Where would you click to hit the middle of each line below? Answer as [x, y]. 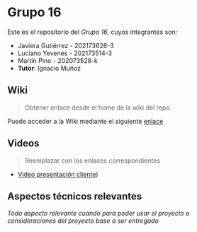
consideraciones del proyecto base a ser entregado [83, 221]
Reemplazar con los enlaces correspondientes [92, 161]
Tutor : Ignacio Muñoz [49, 68]
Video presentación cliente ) [58, 174]
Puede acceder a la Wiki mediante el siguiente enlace [85, 121]
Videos [23, 143]
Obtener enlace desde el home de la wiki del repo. [98, 108]
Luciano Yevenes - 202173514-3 [64, 53]
